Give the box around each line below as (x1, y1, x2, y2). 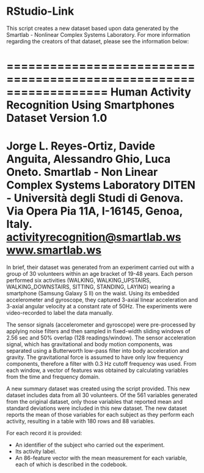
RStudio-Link (6, 4, 75, 18)
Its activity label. (15, 448, 57, 455)
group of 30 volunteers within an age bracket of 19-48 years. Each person (6, 270, 193, 278)
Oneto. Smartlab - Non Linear (6, 165, 158, 179)
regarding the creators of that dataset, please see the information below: (6, 37, 189, 45)
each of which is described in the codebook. (15, 461, 128, 468)
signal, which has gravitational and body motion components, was (6, 341, 173, 348)
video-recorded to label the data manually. (6, 309, 114, 317)
